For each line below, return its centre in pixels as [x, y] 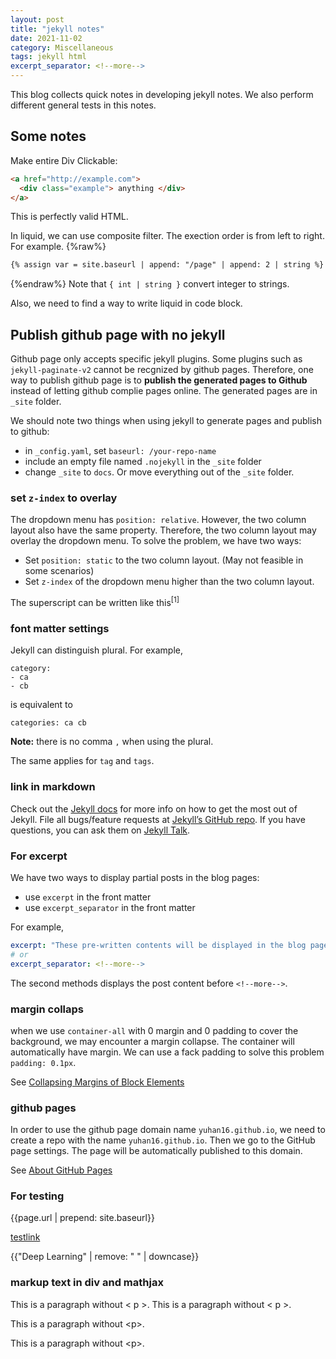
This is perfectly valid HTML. [69, 217]
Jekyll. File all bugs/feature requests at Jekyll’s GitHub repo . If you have [158, 819]
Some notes [48, 136]
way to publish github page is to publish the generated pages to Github [159, 380]
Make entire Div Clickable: [64, 160]
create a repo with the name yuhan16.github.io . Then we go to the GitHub [163, 1140]
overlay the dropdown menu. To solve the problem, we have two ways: [156, 541]
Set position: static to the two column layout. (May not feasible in [164, 560]
